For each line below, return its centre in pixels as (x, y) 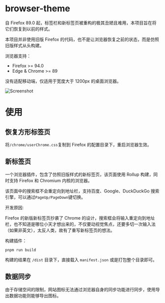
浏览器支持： (18, 56)
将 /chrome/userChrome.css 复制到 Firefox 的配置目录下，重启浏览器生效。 (78, 144)
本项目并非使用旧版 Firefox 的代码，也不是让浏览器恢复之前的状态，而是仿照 (82, 39)
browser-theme (38, 9)
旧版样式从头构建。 (25, 45)
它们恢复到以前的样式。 (29, 29)
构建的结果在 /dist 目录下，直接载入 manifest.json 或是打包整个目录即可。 (81, 260)
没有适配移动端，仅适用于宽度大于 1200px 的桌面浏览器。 (63, 81)
